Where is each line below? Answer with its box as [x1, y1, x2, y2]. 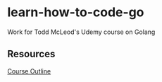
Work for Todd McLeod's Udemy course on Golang [7, 28, 156, 36]
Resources [7, 48, 56, 60]
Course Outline [7, 66, 51, 75]
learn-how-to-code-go [7, 4, 144, 20]
